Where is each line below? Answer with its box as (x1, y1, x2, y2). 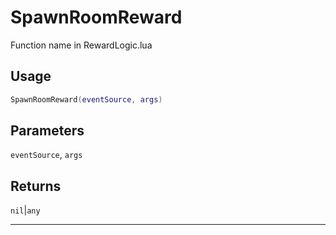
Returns (10, 177, 62, 195)
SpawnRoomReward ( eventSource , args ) (10, 94, 163, 105)
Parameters (10, 122, 85, 140)
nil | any (10, 204, 41, 216)
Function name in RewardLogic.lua (10, 39, 153, 51)
